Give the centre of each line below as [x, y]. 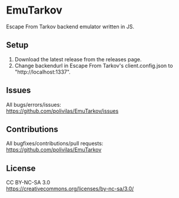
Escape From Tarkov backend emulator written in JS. [70, 27]
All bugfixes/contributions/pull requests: [55, 143]
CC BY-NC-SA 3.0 [28, 183]
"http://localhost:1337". [42, 72]
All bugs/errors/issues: [34, 104]
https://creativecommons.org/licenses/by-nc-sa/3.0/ [70, 189]
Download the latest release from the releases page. [78, 59]
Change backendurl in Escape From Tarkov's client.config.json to [94, 65]
